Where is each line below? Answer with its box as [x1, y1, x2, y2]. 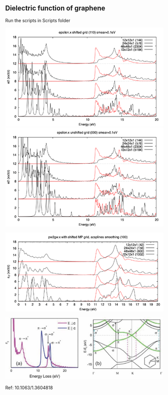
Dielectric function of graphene [5, 4, 105, 13]
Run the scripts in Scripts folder [5, 17, 71, 23]
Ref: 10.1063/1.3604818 [5, 385, 53, 391]
